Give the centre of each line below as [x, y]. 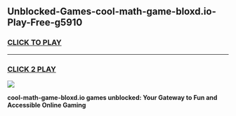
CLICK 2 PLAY [32, 69]
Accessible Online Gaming [47, 105]
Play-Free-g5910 [45, 23]
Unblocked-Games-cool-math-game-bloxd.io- [112, 12]
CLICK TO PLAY [34, 43]
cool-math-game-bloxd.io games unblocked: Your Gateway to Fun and [112, 97]
